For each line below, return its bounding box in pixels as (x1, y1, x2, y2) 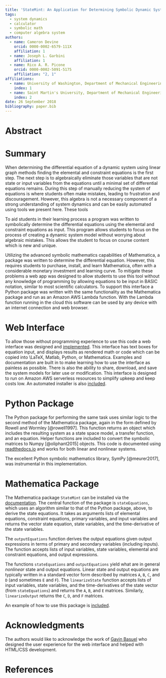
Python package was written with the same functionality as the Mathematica (5, 289, 161, 295)
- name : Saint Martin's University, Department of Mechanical (9, 90, 140, 95)
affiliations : (5, 76, 35, 81)
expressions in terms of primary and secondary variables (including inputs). (5, 541, 160, 547)
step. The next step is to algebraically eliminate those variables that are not (5, 175, 158, 181)
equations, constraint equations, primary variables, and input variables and (5, 515, 158, 521)
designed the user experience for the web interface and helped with (5, 641, 144, 647)
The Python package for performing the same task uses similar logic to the (5, 414, 158, 420)
